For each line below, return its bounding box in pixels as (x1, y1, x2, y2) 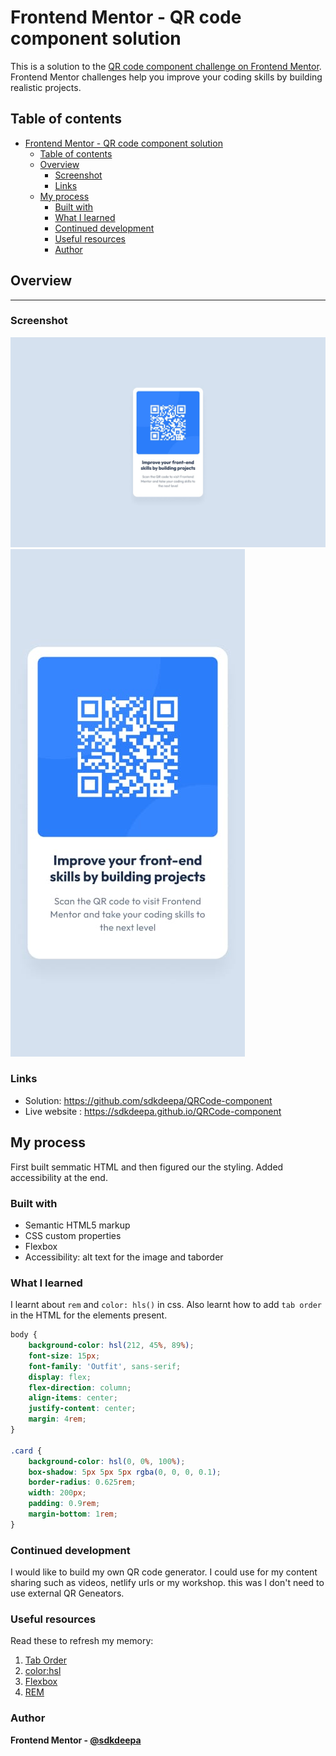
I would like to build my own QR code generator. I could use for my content (10, 1566, 318, 1578)
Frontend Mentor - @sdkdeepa (10, 1734, 142, 1746)
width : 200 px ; (28, 1488, 87, 1498)
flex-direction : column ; (28, 1382, 132, 1393)
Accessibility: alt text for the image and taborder (24, 1251, 224, 1263)
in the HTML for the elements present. (10, 1309, 168, 1321)
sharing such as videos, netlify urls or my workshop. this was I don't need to (10, 1577, 325, 1589)
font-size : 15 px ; (28, 1351, 101, 1361)
